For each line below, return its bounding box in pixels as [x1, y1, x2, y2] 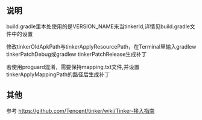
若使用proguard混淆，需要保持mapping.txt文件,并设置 [6, 63, 140, 70]
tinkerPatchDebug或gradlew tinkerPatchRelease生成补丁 [6, 50, 147, 58]
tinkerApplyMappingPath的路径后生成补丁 [6, 71, 110, 78]
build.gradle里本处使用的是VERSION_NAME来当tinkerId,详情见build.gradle [6, 23, 190, 30]
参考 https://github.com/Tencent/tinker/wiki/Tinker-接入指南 [6, 107, 155, 114]
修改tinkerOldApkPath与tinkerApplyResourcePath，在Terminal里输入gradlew [6, 43, 197, 50]
